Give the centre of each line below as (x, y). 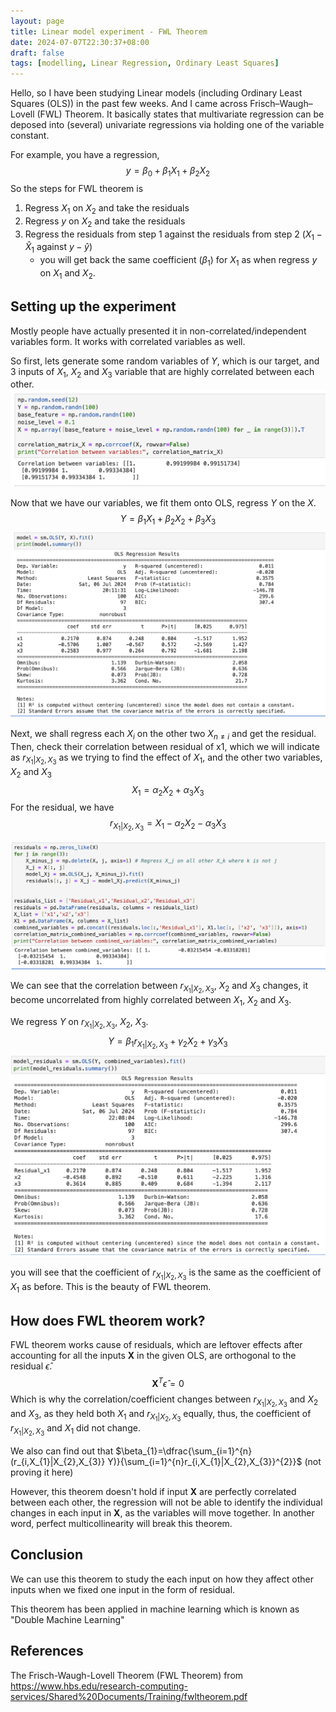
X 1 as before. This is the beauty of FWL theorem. (111, 1288)
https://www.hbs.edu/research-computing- (99, 1686)
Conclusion (47, 1555)
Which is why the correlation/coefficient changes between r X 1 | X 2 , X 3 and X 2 (164, 1401)
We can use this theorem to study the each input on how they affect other (162, 1579)
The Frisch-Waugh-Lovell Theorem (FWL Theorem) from (127, 1675)
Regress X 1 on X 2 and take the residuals (107, 208)
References (47, 1651)
